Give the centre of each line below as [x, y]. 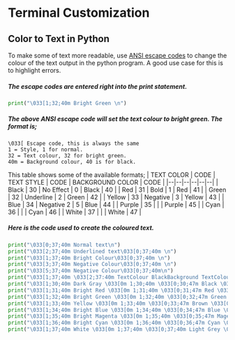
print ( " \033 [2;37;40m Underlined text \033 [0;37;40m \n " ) [92, 251]
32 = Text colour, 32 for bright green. [68, 155]
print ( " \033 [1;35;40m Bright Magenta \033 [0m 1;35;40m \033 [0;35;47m [111, 316]
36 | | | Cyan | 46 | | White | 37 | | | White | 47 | [75, 212]
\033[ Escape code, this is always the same [74, 143]
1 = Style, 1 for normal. [45, 149]
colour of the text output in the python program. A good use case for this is [116, 63]
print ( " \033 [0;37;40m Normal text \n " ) [64, 245]
